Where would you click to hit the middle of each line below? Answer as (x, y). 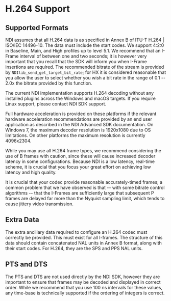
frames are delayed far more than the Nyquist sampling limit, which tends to (85, 198)
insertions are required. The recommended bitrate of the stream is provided (85, 67)
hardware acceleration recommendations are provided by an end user (79, 119)
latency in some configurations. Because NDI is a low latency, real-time (80, 161)
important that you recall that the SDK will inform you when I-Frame (76, 61)
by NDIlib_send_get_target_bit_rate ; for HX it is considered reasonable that (86, 72)
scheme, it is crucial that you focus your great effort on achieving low (78, 167)
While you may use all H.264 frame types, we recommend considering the (83, 150)
